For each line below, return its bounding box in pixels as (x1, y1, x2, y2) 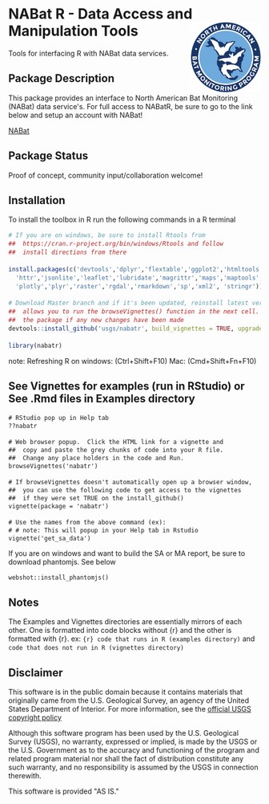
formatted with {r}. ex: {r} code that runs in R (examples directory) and (8, 634, 255, 643)
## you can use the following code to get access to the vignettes (8, 487, 242, 495)
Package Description (8, 71, 114, 85)
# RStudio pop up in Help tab (8, 414, 110, 422)
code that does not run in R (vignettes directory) (8, 644, 184, 652)
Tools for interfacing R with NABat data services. (8, 48, 169, 58)
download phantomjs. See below (8, 557, 116, 567)
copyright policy (8, 712, 62, 723)
